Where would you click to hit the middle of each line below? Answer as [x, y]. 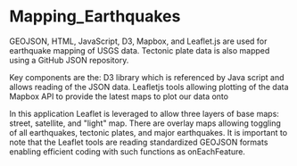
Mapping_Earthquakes [95, 17]
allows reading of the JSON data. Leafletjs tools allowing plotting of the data [149, 87]
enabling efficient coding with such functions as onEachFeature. [127, 151]
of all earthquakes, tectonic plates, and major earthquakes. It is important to [148, 132]
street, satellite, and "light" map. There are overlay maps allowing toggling [145, 123]
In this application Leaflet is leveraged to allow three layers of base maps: [144, 113]
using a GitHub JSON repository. [69, 60]
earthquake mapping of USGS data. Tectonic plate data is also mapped [140, 50]
